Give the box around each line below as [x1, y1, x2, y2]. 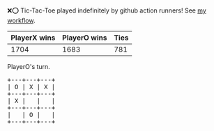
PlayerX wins [10, 33, 56, 43]
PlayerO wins [62, 33, 107, 43]
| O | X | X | [7, 83, 56, 91]
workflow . [7, 17, 36, 24]
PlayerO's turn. [7, 63, 50, 70]
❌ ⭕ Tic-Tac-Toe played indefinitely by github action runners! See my [7, 6, 207, 15]
